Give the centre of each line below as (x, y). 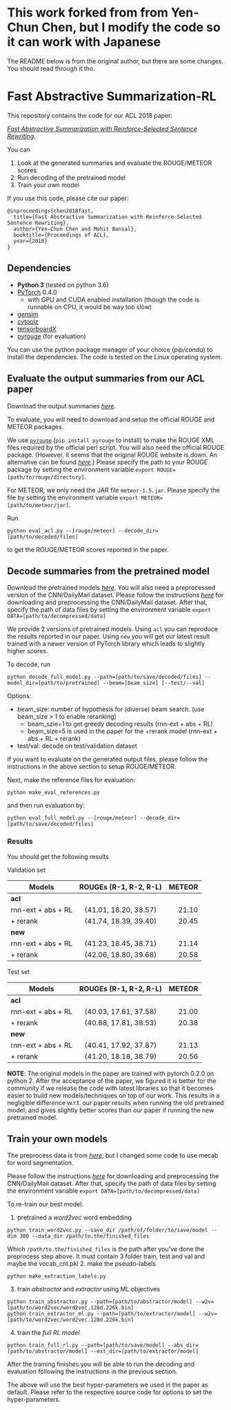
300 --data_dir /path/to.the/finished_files (84, 1236)
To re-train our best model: (46, 1204)
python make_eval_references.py (53, 793)
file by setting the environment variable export (73, 497)
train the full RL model (48, 1333)
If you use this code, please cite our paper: (68, 198)
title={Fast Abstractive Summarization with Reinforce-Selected (108, 217)
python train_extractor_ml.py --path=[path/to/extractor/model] (101, 1314)
